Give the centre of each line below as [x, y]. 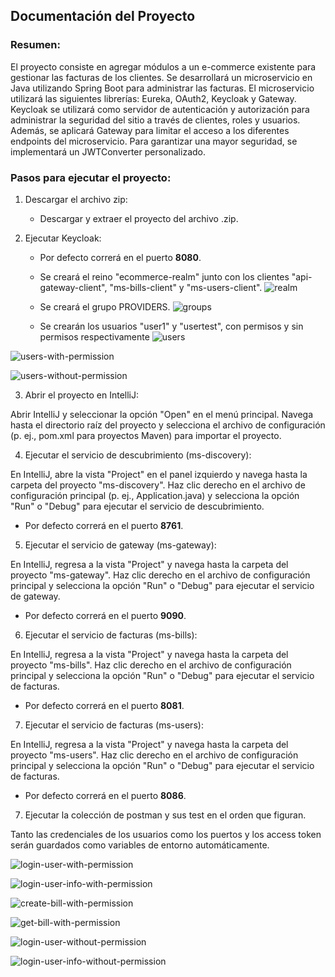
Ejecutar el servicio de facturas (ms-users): [114, 725]
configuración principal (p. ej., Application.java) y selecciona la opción [155, 495]
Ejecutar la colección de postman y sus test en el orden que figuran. [165, 815]
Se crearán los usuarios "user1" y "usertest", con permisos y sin [171, 326]
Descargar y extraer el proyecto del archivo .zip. [139, 218]
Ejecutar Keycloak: [63, 238]
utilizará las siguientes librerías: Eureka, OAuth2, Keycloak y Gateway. [153, 98]
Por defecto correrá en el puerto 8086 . [105, 795]
